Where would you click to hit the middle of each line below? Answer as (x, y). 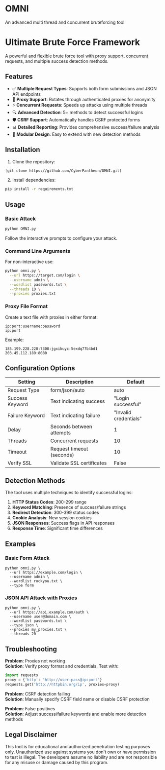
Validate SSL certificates (79, 463)
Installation (23, 150)
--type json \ (24, 625)
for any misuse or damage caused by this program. (57, 762)
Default (136, 382)
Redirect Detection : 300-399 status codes (55, 513)
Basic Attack (20, 219)
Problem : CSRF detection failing (38, 693)
